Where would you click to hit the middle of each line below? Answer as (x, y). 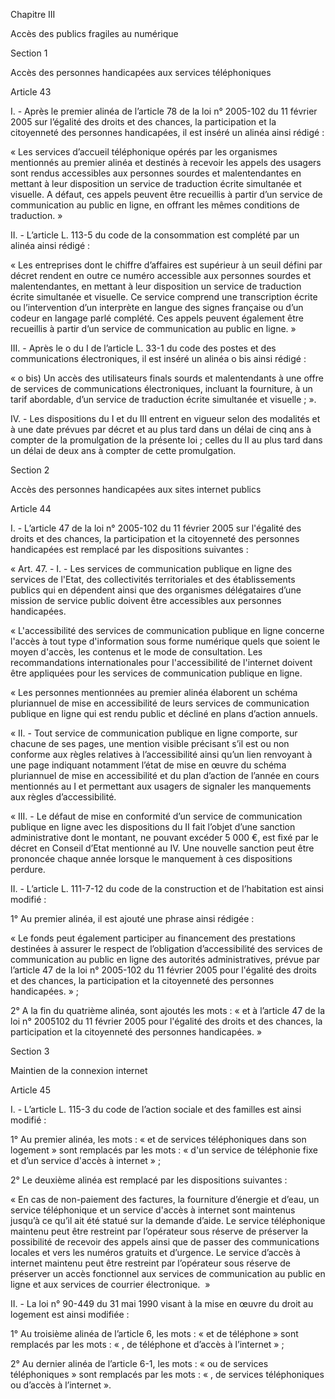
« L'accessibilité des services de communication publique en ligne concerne (167, 630)
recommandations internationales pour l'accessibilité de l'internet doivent (161, 662)
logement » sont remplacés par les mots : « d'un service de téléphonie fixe (164, 1150)
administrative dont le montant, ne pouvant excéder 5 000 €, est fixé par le (164, 837)
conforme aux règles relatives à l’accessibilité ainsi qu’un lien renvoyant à (161, 754)
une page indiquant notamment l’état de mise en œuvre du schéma (148, 765)
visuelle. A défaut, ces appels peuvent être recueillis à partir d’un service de (166, 194)
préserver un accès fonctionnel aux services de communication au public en (168, 1273)
